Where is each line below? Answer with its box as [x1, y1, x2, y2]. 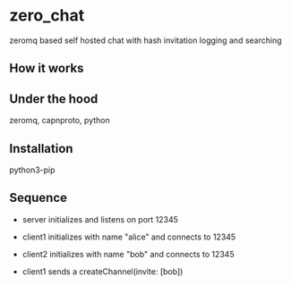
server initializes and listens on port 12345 [21, 214, 179, 224]
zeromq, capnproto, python [9, 115, 110, 126]
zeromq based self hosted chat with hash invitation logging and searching [9, 35, 282, 46]
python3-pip [9, 164, 56, 175]
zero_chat [9, 5, 85, 26]
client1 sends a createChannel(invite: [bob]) [21, 265, 184, 277]
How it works [9, 61, 84, 76]
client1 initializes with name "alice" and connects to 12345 [21, 231, 236, 242]
